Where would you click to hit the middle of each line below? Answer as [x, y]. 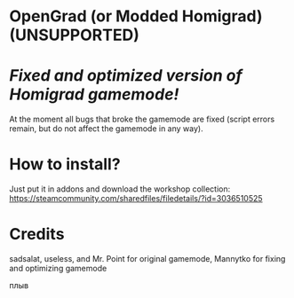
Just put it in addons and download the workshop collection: [120, 189]
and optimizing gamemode [58, 268]
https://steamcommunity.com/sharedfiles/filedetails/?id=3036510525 [136, 199]
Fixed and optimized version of [126, 76]
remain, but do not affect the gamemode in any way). [106, 129]
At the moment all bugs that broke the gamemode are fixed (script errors [142, 119]
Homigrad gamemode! [94, 94]
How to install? [65, 165]
